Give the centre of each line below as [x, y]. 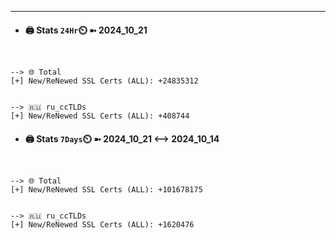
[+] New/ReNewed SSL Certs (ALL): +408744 [100, 116]
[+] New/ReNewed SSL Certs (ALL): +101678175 [106, 190]
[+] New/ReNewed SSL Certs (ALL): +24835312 [104, 81]
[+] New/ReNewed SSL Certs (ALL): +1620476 [102, 225]
